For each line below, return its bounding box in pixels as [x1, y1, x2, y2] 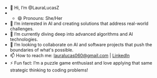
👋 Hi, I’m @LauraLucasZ [9, 5, 60, 10]
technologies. [9, 36, 38, 42]
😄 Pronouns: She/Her [17, 15, 63, 21]
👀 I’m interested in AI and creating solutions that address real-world [9, 20, 149, 26]
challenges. [9, 26, 34, 32]
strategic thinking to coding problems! [9, 67, 88, 73]
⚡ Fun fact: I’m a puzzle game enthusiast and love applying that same [9, 60, 153, 66]
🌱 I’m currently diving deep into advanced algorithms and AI [9, 31, 133, 37]
